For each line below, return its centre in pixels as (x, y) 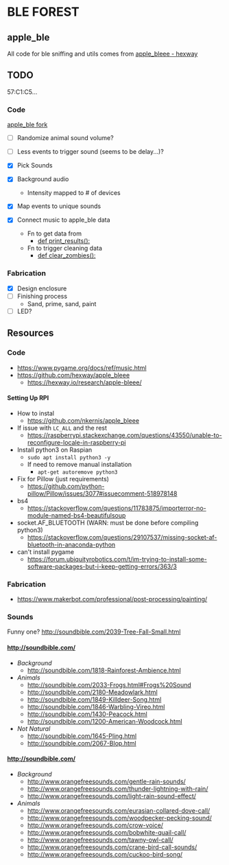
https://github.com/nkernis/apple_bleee (83, 420)
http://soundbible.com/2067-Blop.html (82, 743)
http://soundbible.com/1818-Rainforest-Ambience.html (104, 670)
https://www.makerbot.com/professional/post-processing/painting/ (112, 599)
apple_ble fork (27, 125)
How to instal (36, 413)
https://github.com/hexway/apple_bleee (73, 375)
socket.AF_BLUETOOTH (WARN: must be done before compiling (108, 522)
